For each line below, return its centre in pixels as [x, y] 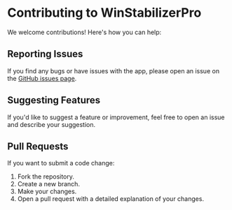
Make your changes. [47, 192]
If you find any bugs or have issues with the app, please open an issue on [113, 70]
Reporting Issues [45, 54]
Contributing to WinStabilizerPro [104, 13]
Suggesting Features [54, 100]
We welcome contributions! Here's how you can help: [84, 32]
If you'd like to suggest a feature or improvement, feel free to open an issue [116, 117]
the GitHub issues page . [42, 78]
